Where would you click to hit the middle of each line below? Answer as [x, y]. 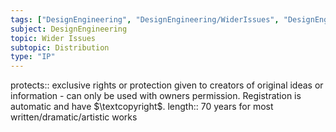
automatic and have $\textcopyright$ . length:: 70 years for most [142, 107]
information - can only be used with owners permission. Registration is [156, 96]
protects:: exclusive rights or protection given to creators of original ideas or [167, 85]
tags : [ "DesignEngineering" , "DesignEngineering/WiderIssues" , [145, 19]
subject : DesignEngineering [69, 29]
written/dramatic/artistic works [74, 117]
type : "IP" [33, 57]
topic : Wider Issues [53, 38]
